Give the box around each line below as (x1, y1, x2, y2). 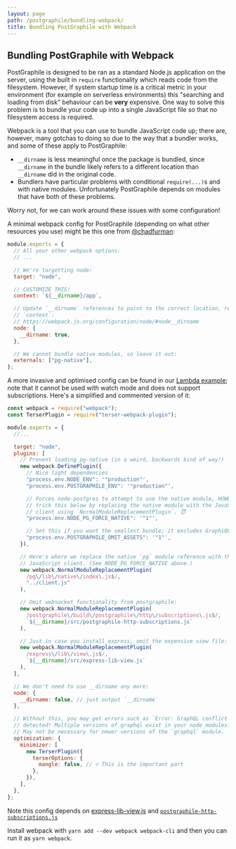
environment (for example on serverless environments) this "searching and (7, 91, 225, 99)
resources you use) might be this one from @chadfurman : (7, 227, 176, 236)
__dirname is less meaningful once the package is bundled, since (17, 155, 205, 164)
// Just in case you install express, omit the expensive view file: (20, 637, 228, 644)
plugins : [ (13, 449, 46, 457)
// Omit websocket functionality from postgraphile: (20, 599, 178, 606)
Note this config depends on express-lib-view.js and (7, 806, 159, 815)
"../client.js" (25, 580, 71, 587)
